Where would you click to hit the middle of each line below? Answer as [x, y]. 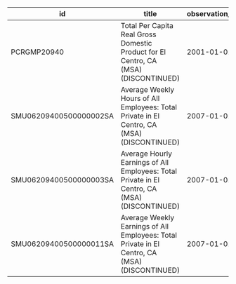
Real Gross [138, 34]
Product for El [143, 52]
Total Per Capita [147, 26]
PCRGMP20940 [38, 52]
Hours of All [140, 99]
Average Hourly [146, 154]
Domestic [136, 43]
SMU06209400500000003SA [63, 180]
